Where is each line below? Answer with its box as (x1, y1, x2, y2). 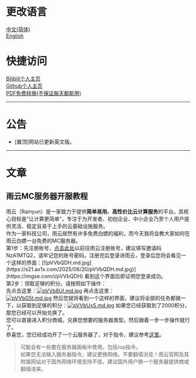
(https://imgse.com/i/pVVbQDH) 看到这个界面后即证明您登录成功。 (6, 272, 166, 279)
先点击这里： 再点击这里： (6, 287, 115, 294)
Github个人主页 (6, 82, 43, 89)
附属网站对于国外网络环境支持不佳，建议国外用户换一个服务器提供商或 (20, 358, 190, 365)
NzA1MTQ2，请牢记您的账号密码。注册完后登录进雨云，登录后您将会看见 (6, 252, 181, 259)
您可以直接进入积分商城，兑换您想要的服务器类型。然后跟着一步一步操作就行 (6, 316, 190, 323)
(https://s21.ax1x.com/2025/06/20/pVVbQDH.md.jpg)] (6, 265, 136, 272)
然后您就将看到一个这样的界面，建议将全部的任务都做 (52, 294, 181, 301)
